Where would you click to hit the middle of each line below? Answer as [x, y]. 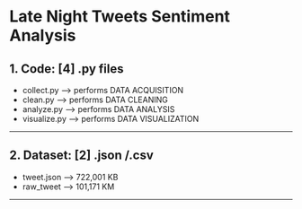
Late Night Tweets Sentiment [120, 17]
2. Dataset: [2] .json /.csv [82, 156]
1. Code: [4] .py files [67, 69]
